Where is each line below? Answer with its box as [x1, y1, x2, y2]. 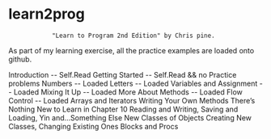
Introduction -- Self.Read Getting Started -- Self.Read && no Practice [8, 69, 237, 79]
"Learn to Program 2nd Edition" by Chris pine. [51, 32, 216, 40]
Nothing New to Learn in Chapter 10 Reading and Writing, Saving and [8, 104, 239, 114]
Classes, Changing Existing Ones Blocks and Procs [8, 121, 179, 131]
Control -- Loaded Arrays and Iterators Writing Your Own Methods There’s [8, 95, 256, 105]
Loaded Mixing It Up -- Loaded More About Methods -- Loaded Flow [13, 86, 243, 97]
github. [8, 54, 32, 64]
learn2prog [8, 5, 85, 23]
